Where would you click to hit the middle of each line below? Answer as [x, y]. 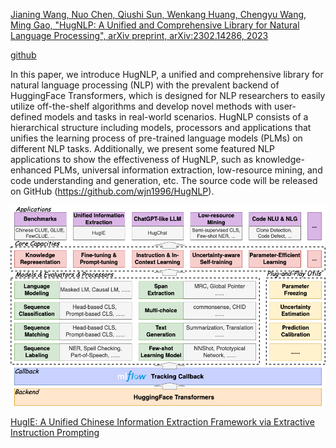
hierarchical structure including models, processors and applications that [161, 127]
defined [26, 117]
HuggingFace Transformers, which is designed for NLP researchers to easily [168, 95]
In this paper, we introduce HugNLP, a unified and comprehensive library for [167, 74]
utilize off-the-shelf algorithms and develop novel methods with [141, 106]
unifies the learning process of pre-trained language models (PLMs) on [156, 138]
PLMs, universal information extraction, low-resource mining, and [188, 170]
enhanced [31, 170]
